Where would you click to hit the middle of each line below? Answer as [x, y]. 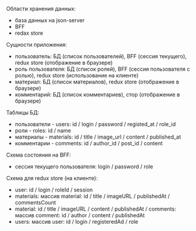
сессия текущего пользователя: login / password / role [84, 166]
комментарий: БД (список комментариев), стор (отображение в [97, 94]
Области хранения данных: [41, 9]
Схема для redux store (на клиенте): [52, 178]
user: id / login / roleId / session [54, 190]
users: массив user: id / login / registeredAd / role [76, 222]
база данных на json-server [50, 20]
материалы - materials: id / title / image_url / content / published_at [98, 137]
